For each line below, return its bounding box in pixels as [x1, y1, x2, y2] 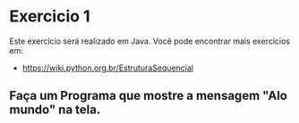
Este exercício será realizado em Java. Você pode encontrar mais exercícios [9, 36, 291, 46]
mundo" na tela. [9, 102, 101, 118]
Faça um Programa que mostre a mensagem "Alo [9, 88, 288, 103]
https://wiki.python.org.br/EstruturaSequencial [21, 62, 194, 73]
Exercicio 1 [9, 6, 91, 27]
